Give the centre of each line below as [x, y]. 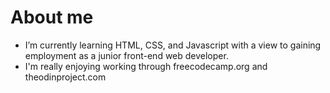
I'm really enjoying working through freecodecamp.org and [146, 66]
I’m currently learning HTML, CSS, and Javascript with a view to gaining [173, 45]
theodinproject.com [65, 77]
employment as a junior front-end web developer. [126, 55]
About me [52, 17]
